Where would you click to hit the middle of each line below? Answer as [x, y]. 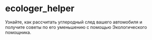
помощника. [18, 32]
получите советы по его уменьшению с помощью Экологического [76, 27]
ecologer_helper [40, 9]
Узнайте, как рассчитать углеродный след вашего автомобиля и [74, 22]
